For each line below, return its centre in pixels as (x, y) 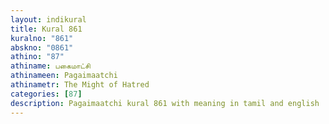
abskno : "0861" (42, 47)
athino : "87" (37, 57)
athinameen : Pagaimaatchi (64, 76)
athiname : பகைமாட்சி (50, 66)
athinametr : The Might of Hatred (80, 85)
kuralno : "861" (42, 38)
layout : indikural (48, 19)
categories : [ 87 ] (46, 94)
